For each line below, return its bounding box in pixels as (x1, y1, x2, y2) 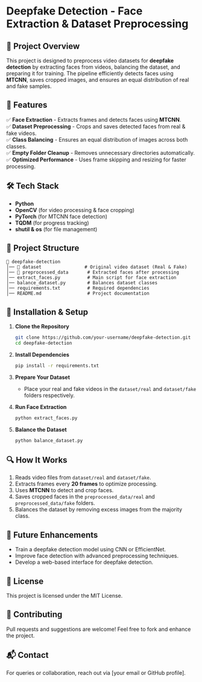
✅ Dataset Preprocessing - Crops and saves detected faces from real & (6, 122, 186, 130)
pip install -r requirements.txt (14, 363, 99, 369)
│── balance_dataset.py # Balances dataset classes (6, 280, 158, 286)
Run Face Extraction (14, 403, 67, 410)
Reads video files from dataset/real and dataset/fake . (14, 474, 151, 481)
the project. (6, 631, 35, 639)
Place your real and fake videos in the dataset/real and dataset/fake (24, 385, 197, 392)
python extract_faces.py (14, 415, 78, 421)
